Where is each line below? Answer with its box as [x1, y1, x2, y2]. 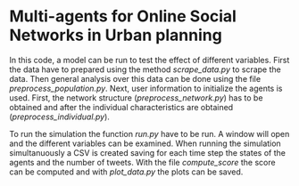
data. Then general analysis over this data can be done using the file [9, 73, 262, 84]
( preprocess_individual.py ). [9, 111, 110, 122]
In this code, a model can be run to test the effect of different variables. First [9, 54, 290, 65]
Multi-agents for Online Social [9, 6, 237, 27]
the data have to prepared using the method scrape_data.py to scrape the [9, 64, 281, 75]
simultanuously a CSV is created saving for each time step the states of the [9, 147, 286, 158]
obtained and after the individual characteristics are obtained [9, 101, 234, 112]
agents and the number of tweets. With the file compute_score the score [9, 157, 276, 167]
